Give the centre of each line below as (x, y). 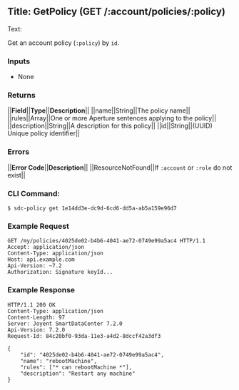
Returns (21, 96)
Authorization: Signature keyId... (60, 272)
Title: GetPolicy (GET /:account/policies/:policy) (117, 12)
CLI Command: (34, 193)
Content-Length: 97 (36, 317)
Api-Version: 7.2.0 (36, 330)
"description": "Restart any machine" (78, 374)
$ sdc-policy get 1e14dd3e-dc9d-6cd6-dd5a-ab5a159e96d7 (92, 208)
